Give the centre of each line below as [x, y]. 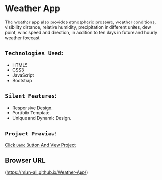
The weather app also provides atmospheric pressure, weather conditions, [81, 22]
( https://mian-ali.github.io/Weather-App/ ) [47, 172]
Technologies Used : [34, 53]
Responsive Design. [32, 108]
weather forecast [22, 38]
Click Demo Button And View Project [40, 145]
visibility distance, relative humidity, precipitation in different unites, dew [78, 27]
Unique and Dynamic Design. [42, 118]
